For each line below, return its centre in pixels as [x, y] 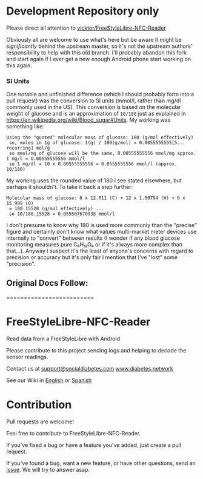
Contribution [39, 405]
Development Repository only [83, 11]
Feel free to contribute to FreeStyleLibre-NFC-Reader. [74, 433]
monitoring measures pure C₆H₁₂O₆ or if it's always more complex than [95, 245]
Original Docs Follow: [47, 283]
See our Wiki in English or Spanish [49, 380]
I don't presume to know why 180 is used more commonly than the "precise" [102, 225]
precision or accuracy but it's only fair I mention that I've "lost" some [92, 257]
